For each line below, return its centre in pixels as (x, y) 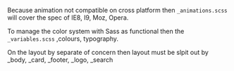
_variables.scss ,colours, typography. (63, 39)
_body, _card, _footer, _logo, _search (60, 60)
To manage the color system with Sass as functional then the (96, 31)
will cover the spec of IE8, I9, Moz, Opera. (68, 18)
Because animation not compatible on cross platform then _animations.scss (117, 10)
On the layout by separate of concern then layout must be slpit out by (108, 52)
